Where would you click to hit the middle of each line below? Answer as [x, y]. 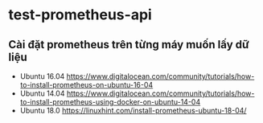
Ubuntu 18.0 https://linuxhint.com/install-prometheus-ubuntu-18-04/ [133, 111]
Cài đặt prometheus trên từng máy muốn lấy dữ [129, 45]
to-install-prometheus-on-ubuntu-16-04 [86, 85]
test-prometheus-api [80, 15]
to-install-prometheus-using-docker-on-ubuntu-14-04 [110, 102]
